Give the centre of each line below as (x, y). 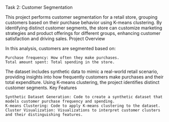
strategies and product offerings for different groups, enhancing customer (83, 33)
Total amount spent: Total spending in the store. (60, 62)
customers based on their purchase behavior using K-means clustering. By (83, 23)
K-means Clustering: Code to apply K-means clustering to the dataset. (83, 106)
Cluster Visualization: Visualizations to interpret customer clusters (83, 110)
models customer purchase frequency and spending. (60, 101)
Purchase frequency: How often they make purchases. (62, 58)
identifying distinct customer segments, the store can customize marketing (84, 28)
